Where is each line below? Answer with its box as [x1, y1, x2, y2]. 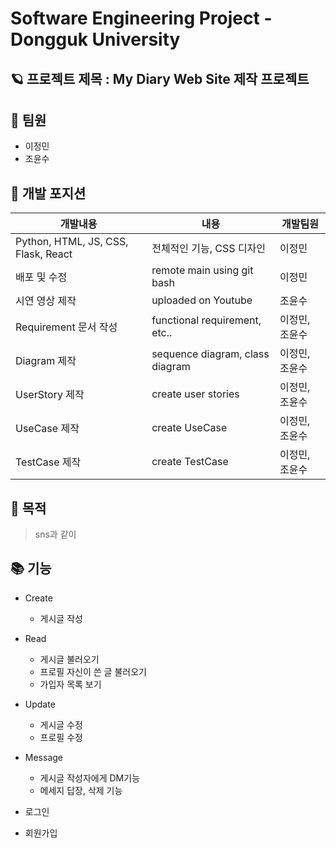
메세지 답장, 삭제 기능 [39, 784, 123, 796]
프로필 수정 [39, 731, 83, 743]
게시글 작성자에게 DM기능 [39, 772, 141, 784]
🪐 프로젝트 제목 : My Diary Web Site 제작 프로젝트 [10, 70, 310, 87]
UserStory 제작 [15, 388, 85, 402]
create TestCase [151, 455, 229, 469]
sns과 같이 [34, 528, 77, 541]
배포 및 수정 [15, 270, 68, 284]
